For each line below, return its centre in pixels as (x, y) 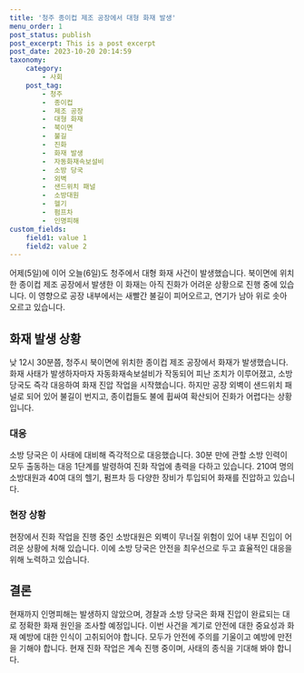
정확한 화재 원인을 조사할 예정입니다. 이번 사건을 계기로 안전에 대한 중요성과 (152, 626)
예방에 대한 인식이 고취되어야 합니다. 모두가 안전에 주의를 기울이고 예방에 (147, 637)
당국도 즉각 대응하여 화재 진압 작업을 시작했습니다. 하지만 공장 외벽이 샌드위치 (146, 385)
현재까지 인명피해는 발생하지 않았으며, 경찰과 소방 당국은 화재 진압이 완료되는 (145, 614)
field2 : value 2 (57, 246)
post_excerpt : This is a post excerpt (83, 43)
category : (44, 69)
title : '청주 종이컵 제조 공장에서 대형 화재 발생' (93, 18)
